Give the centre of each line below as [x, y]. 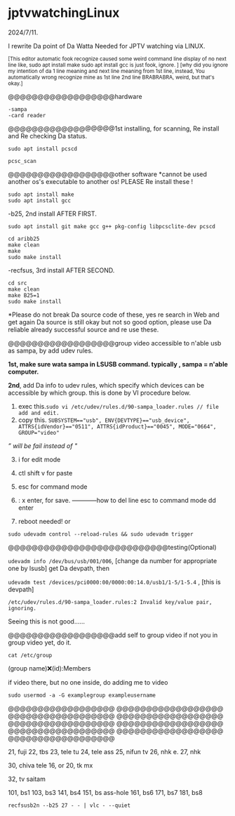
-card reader [27, 115]
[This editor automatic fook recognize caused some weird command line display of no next [117, 59]
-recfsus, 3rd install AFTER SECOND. [61, 270]
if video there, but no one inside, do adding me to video [88, 682]
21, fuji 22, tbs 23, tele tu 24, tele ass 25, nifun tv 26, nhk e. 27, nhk [105, 751]
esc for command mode [53, 487]
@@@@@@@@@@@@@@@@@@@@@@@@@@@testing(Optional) [112, 547]
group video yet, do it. [40, 642]
